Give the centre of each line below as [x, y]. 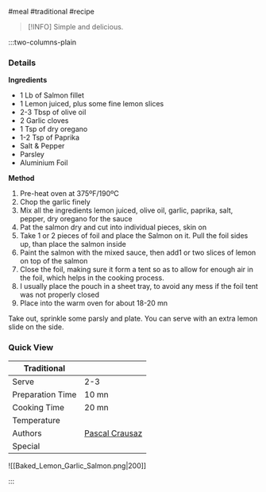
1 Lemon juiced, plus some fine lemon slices [92, 104]
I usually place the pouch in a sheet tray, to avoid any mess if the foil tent [139, 286]
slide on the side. [36, 327]
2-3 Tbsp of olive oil [53, 112]
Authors [27, 433]
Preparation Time [44, 394]
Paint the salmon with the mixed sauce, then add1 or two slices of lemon [138, 252]
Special [26, 446]
